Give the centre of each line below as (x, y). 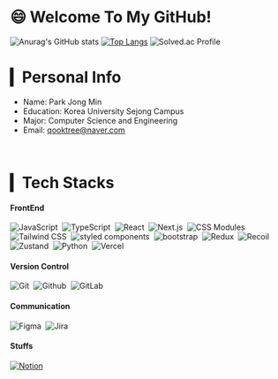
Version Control (40, 266)
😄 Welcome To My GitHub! (111, 17)
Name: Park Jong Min (62, 102)
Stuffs (22, 346)
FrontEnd (27, 208)
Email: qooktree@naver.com (74, 130)
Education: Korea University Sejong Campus (103, 111)
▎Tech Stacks (62, 183)
